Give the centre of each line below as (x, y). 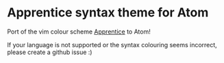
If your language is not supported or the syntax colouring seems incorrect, (112, 45)
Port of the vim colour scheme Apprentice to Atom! (79, 32)
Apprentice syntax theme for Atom (108, 13)
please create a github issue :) (50, 52)
